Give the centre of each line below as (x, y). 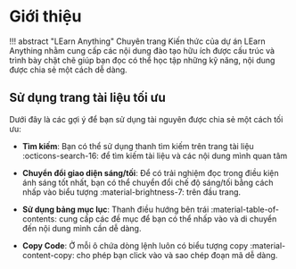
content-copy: (48, 255)
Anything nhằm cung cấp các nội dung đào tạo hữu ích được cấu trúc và (142, 50)
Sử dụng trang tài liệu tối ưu (88, 98)
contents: (40, 219)
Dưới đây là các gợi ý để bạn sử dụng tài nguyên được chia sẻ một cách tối (146, 119)
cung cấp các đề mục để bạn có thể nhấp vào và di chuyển (168, 219)
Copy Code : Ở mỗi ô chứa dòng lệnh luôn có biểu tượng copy (135, 245)
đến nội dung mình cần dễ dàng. (82, 228)
